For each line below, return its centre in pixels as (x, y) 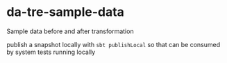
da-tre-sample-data (65, 12)
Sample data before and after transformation (70, 31)
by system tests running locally (51, 52)
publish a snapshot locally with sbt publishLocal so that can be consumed (113, 44)
